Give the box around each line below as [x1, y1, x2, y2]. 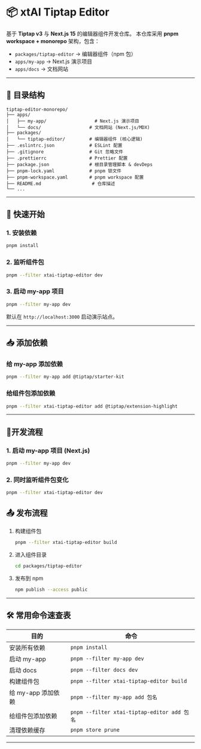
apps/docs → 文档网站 [14, 65, 69, 73]
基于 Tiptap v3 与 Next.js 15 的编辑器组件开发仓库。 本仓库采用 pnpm [6, 30, 179, 37]
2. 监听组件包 [6, 258, 44, 266]
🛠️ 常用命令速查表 [6, 610, 71, 620]
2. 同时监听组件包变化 [6, 476, 69, 484]
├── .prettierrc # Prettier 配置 [6, 155, 128, 161]
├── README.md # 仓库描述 [6, 181, 115, 187]
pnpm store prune [70, 727, 120, 733]
